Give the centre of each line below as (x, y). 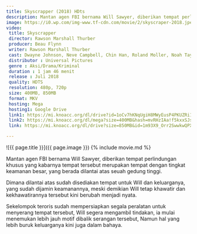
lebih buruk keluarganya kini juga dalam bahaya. (64, 225)
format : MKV (23, 98)
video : (14, 28)
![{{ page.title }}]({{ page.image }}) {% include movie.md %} (79, 147)
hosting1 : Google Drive (38, 109)
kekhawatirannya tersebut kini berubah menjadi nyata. (72, 195)
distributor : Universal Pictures (51, 60)
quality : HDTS (26, 82)
